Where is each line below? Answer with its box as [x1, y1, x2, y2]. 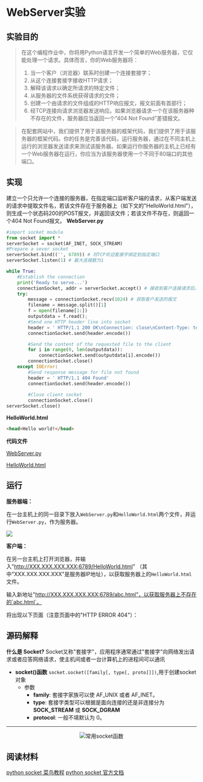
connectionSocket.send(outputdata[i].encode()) [38, 353, 161, 359]
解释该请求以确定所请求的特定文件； [30, 84, 121, 91]
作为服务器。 [49, 518, 82, 525]
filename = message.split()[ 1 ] [28, 302, 107, 308]
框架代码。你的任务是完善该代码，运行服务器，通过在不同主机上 [37, 135, 196, 142]
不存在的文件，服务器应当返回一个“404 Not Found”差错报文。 [30, 114, 184, 122]
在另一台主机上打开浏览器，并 [6, 555, 80, 562]
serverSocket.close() [6, 403, 61, 409]
